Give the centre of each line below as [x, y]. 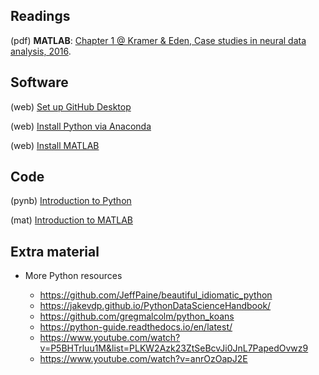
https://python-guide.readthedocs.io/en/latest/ [136, 327]
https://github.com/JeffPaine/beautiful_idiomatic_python [156, 295]
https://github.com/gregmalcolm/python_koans [137, 316]
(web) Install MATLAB [55, 145]
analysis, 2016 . [41, 51]
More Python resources [73, 276]
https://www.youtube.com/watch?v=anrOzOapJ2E [143, 359]
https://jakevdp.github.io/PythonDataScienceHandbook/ [155, 306]
